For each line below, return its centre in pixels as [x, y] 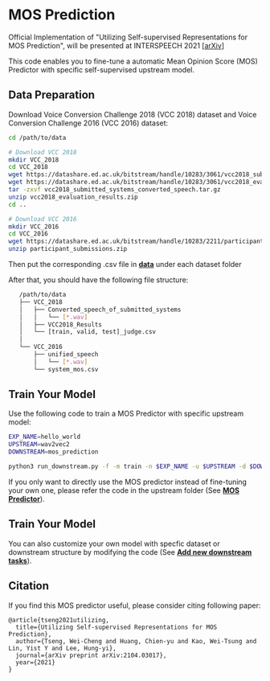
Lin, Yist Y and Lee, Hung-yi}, [62, 648]
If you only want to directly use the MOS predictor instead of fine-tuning [128, 482]
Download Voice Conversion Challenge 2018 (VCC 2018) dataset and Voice [133, 114]
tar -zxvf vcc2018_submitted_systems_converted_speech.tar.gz [115, 190]
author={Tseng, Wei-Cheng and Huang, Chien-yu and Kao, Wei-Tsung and [136, 641]
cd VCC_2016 [28, 234]
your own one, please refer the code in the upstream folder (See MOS [124, 490]
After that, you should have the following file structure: [98, 280]
